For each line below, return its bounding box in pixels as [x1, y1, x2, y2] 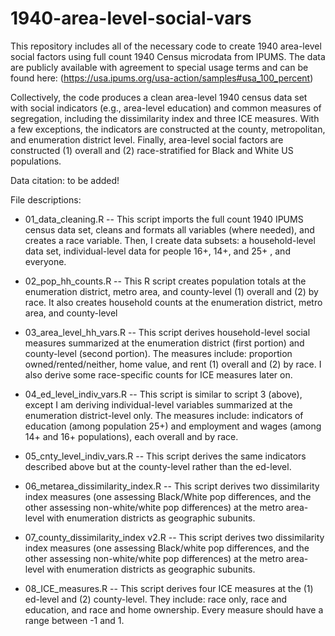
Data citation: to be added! [10, 174, 120, 186]
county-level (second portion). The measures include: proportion [24, 347, 293, 359]
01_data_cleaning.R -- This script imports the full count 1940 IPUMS [24, 213, 304, 225]
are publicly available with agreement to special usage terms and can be [10, 61, 309, 73]
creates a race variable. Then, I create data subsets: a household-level [24, 234, 316, 246]
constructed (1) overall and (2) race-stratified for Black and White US [10, 144, 294, 156]
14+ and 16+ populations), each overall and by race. [24, 430, 239, 442]
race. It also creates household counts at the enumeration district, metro [24, 296, 323, 308]
